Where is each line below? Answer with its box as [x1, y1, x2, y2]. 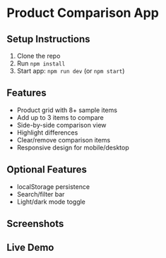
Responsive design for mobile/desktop [16, 143, 129, 152]
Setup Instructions [6, 33, 90, 45]
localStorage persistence [16, 182, 90, 191]
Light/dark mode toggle [16, 197, 86, 206]
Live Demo [6, 242, 54, 254]
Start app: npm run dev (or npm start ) [16, 67, 125, 75]
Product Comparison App [6, 5, 160, 21]
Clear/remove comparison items [16, 135, 111, 144]
